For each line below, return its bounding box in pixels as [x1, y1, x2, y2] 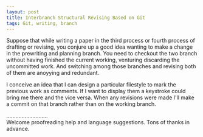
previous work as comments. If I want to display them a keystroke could [6, 88, 186, 95]
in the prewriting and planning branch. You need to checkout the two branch [6, 50, 198, 57]
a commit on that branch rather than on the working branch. [6, 100, 156, 108]
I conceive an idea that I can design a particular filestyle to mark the [6, 81, 176, 88]
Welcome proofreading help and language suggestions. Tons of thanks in [6, 119, 190, 126]
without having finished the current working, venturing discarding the [6, 56, 180, 64]
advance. [6, 125, 30, 133]
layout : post [6, 9, 40, 15]
